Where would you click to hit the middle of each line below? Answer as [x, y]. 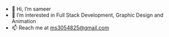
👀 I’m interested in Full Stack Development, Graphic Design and [87, 15]
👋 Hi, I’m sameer [31, 9]
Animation [24, 21]
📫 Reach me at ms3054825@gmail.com [60, 28]
